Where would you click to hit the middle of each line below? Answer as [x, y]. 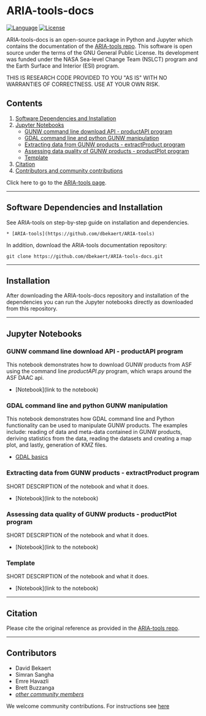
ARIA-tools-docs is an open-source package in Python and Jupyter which [100, 39]
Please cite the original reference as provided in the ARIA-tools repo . [93, 628]
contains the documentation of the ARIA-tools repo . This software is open [99, 46]
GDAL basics [32, 457]
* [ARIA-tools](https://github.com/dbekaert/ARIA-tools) [81, 234]
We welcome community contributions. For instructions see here [88, 706]
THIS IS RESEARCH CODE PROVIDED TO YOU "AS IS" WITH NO [87, 77]
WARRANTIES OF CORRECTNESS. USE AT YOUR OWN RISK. [83, 84]
